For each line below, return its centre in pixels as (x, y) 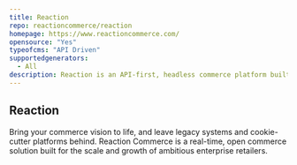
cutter (20, 141)
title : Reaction (39, 17)
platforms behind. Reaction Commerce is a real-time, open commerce (160, 141)
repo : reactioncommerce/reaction (71, 26)
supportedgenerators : (49, 58)
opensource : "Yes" (43, 42)
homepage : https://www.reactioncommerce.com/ (94, 34)
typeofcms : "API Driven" (55, 50)
